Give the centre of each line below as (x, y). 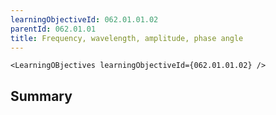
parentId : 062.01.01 (53, 29)
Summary (41, 96)
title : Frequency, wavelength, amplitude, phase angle (127, 38)
